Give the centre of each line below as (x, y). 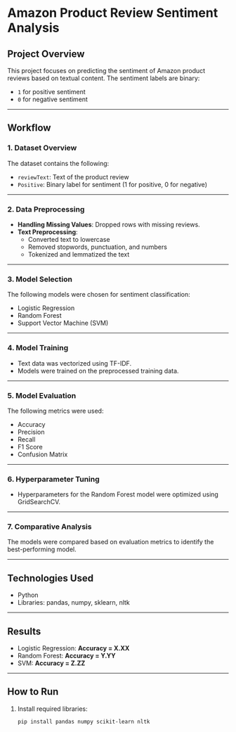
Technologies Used (50, 578)
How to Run (33, 692)
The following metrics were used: (55, 411)
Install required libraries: (52, 709)
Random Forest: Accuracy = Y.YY (66, 656)
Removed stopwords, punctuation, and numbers (97, 247)
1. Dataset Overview (42, 148)
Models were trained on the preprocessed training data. (98, 371)
